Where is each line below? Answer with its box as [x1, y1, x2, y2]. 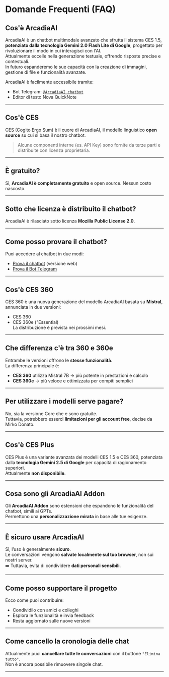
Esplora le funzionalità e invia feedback [12, 612, 94, 618]
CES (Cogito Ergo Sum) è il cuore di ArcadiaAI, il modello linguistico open [5, 127, 157, 133]
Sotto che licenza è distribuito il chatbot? [5, 205, 136, 213]
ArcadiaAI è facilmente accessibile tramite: [5, 79, 94, 85]
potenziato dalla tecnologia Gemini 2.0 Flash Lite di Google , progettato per [5, 42, 163, 48]
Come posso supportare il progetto [5, 584, 117, 592]
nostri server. [5, 557, 33, 563]
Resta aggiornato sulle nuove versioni [12, 617, 91, 624]
